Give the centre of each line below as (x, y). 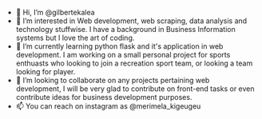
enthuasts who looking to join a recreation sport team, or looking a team (134, 63)
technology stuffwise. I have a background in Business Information (125, 29)
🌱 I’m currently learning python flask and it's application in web (119, 46)
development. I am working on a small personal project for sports (123, 55)
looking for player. (46, 71)
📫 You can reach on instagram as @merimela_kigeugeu (108, 106)
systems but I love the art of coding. (75, 38)
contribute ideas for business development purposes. (104, 97)
